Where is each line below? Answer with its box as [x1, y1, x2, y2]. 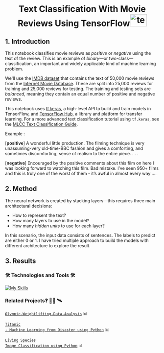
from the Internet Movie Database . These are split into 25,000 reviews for [5, 81, 153, 86]
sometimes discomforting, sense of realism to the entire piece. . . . [5, 151, 139, 156]
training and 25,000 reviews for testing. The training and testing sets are [5, 86, 151, 92]
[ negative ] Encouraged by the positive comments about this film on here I [5, 160, 154, 166]
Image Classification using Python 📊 [5, 342, 83, 348]
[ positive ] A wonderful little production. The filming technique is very [5, 141, 145, 146]
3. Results [5, 257, 36, 265]
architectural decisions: [5, 203, 52, 209]
